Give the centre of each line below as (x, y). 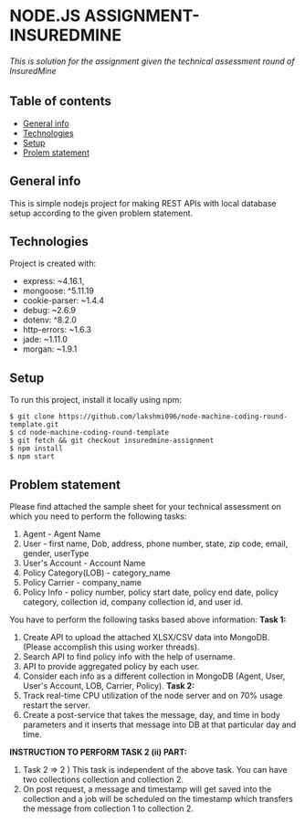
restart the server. (57, 705)
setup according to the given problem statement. (101, 213)
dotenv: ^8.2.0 (50, 320)
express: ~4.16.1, (53, 281)
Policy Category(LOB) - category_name (96, 573)
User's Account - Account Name (84, 564)
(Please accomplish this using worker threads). (111, 647)
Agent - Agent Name (62, 534)
